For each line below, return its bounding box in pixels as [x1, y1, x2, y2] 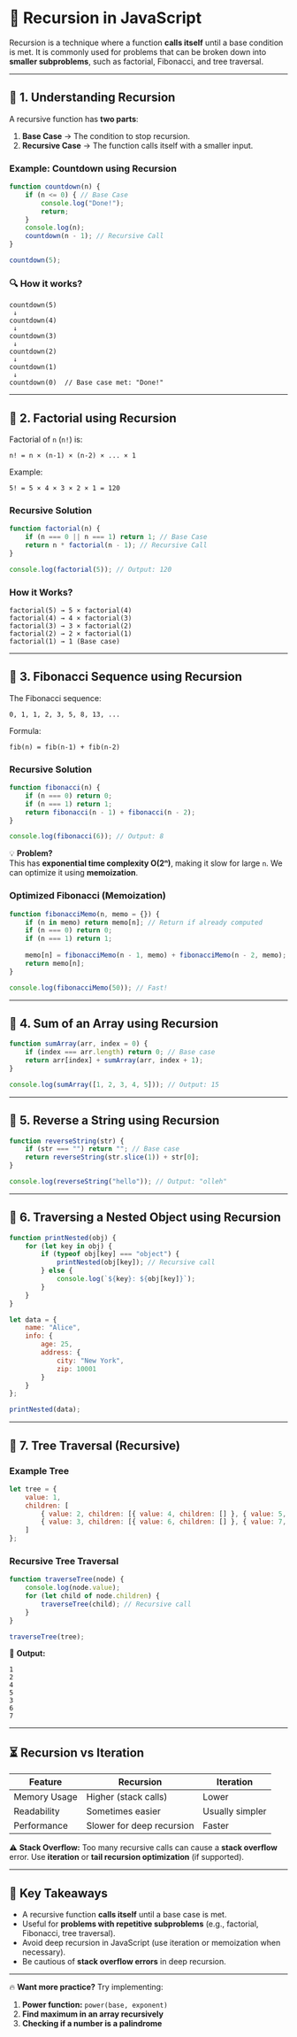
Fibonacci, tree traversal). [21, 1928, 117, 1939]
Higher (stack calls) [86, 1791, 168, 1803]
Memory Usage [13, 1791, 78, 1803]
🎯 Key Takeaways [9, 1886, 109, 1901]
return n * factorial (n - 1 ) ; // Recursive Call [25, 541, 208, 550]
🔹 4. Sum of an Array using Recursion [9, 1015, 219, 1030]
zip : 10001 [56, 1364, 97, 1373]
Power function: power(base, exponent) [21, 2000, 168, 2010]
